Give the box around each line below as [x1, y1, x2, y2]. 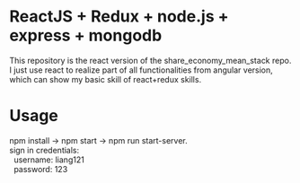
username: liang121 [13, 154, 85, 165]
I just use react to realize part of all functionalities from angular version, [9, 65, 274, 75]
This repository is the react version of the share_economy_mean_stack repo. [9, 55, 292, 65]
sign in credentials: [9, 144, 80, 155]
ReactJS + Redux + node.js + [9, 6, 229, 27]
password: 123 [13, 163, 68, 174]
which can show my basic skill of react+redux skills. [9, 74, 202, 84]
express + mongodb [9, 25, 163, 46]
